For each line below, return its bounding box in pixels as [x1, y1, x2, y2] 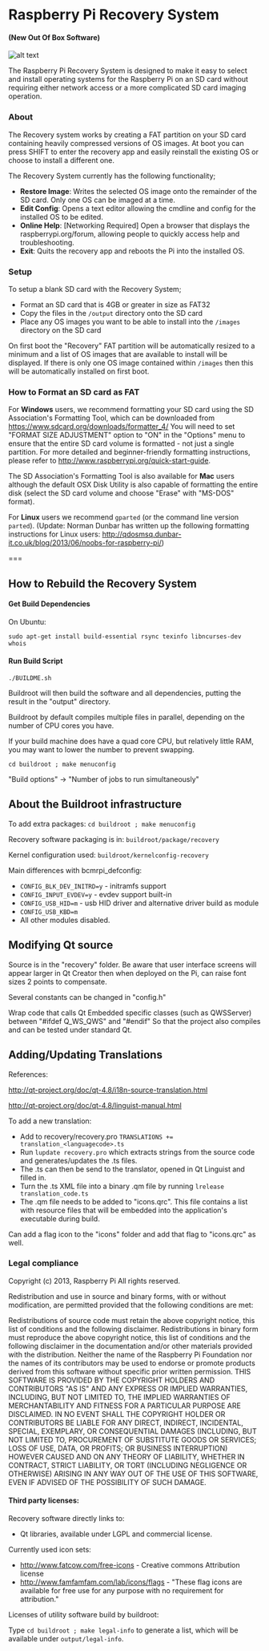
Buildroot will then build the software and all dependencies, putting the [8, 688, 242, 698]
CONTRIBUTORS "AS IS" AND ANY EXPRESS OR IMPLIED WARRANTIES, [8, 1383, 248, 1393]
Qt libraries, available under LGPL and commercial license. [19, 1529, 213, 1539]
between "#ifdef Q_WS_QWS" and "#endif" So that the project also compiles [8, 1016, 261, 1026]
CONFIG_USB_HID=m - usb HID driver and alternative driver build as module [19, 898, 259, 908]
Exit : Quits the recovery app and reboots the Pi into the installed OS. [19, 246, 246, 256]
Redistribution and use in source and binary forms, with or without [8, 1291, 227, 1301]
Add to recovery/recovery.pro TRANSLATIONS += [19, 1131, 174, 1141]
